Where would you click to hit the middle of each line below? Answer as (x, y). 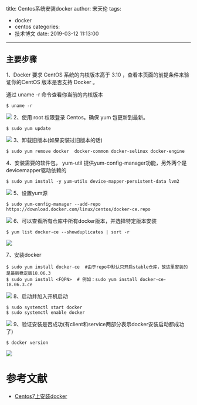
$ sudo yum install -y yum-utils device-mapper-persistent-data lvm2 (93, 181)
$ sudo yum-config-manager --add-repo (53, 204)
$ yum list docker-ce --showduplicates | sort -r (68, 232)
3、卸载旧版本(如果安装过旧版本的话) (58, 140)
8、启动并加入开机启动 (41, 296)
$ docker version (27, 343)
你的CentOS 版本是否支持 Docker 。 (55, 82)
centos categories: (37, 26)
